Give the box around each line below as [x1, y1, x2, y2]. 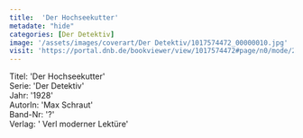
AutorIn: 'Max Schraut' [9, 99, 93, 110]
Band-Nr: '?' [9, 109, 55, 120]
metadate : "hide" [9, 22, 75, 30]
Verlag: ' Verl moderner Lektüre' [9, 118, 129, 130]
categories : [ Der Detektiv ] [9, 30, 115, 39]
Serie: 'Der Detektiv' [9, 81, 85, 91]
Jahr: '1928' [9, 91, 54, 101]
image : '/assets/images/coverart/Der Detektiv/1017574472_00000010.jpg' [9, 38, 289, 47]
